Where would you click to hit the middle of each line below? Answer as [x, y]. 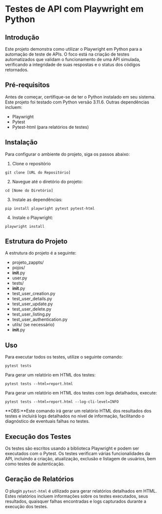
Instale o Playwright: [33, 217]
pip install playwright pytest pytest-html [50, 208]
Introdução [22, 37]
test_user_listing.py [31, 314]
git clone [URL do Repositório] [38, 172]
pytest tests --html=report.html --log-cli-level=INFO [62, 402]
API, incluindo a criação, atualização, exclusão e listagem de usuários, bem [81, 459]
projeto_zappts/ [28, 262]
